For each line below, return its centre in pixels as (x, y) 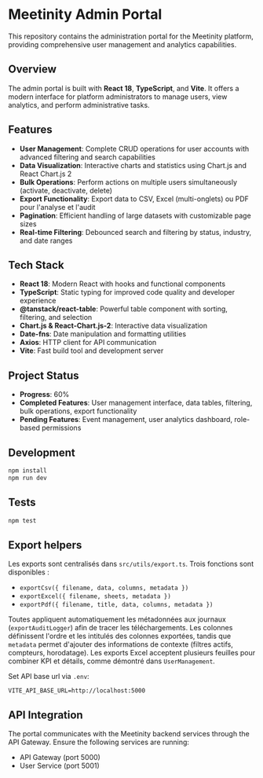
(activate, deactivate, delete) (66, 190)
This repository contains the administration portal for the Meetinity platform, (131, 36)
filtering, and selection (56, 317)
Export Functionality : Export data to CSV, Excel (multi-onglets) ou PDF (134, 199)
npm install (27, 471)
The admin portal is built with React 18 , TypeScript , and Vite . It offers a (124, 88)
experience (38, 301)
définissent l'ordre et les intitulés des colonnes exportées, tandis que (120, 636)
